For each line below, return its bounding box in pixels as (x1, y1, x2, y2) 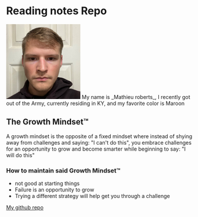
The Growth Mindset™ (6, 117, 89, 127)
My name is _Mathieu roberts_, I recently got (81, 93, 191, 100)
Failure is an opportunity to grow (14, 186, 95, 193)
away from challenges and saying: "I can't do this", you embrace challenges (6, 139, 191, 146)
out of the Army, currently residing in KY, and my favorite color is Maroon (6, 100, 185, 107)
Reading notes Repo (6, 4, 107, 18)
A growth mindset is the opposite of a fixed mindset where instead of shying (6, 132, 193, 140)
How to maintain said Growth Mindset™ (6, 166, 120, 174)
